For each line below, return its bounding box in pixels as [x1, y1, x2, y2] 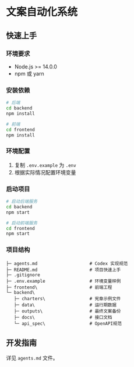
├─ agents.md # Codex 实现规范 [6, 260, 128, 266]
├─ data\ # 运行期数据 [13, 302, 117, 308]
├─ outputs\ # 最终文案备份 [13, 308, 121, 314]
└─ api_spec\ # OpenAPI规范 [13, 320, 122, 327]
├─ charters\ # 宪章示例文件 [13, 296, 121, 301]
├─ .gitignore [6, 272, 41, 278]
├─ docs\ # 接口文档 [13, 314, 112, 320]
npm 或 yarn [14, 70, 45, 77]
